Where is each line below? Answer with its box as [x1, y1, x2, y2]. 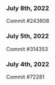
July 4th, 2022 [6, 60, 50, 68]
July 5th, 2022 [6, 32, 49, 40]
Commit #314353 [6, 45, 48, 52]
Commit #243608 [6, 18, 50, 25]
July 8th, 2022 [6, 4, 49, 12]
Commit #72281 [6, 73, 45, 80]
